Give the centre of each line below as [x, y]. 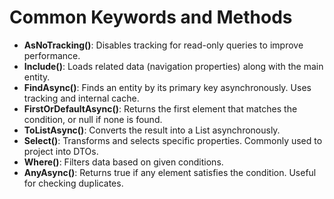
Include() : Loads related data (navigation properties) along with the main [173, 66]
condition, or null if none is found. [93, 119]
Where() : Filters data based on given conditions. [123, 162]
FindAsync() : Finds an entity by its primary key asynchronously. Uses [167, 87]
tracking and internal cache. [81, 98]
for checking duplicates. [73, 183]
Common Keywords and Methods [151, 17]
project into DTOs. [61, 151]
